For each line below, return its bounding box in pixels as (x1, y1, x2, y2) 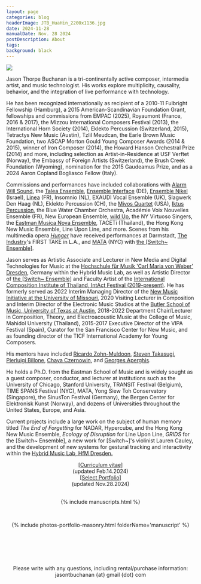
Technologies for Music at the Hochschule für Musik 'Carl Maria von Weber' (6, 262, 194, 270)
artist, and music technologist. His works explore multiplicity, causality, (6, 81, 181, 88)
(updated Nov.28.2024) (71, 480, 130, 487)
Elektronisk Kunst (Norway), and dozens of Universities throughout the (6, 400, 181, 407)
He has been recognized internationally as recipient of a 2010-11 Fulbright (6, 99, 188, 106)
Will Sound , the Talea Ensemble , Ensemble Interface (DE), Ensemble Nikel (6, 187, 188, 194)
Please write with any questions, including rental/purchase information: (13, 564, 188, 571)
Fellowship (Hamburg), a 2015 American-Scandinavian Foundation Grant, (6, 106, 187, 113)
